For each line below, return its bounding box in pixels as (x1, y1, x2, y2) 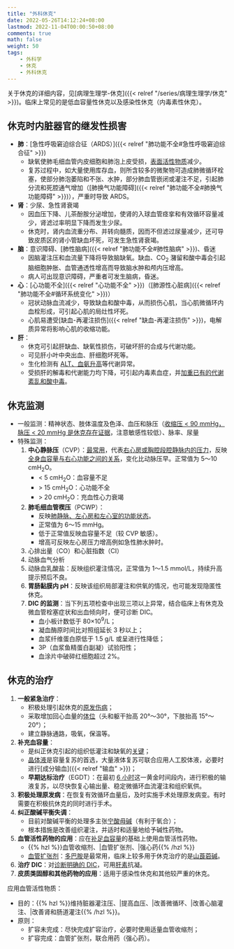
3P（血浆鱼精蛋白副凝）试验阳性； (38, 643, 138, 651)
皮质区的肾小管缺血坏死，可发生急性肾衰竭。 (34, 236, 163, 245)
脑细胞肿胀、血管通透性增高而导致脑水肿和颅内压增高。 (27, 264, 187, 272)
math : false (7, 36, 42, 43)
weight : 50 (7, 43, 39, 50)
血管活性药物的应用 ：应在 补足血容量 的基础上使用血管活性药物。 (17, 834, 201, 843)
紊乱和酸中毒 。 (27, 377, 71, 385)
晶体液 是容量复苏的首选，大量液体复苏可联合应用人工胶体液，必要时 (27, 755, 224, 764)
